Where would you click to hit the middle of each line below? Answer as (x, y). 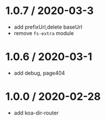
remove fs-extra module (44, 33)
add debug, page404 (39, 73)
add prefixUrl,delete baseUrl (48, 27)
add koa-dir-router (36, 113)
